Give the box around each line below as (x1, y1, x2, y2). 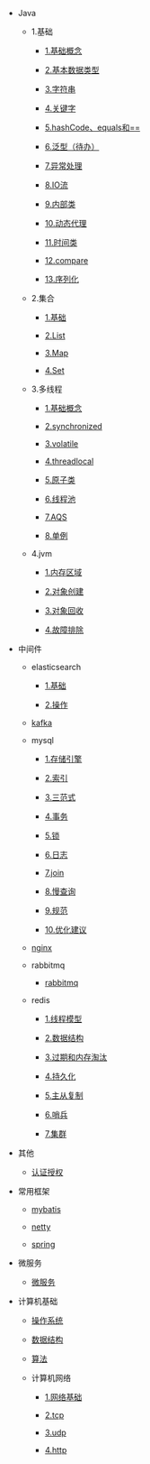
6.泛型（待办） (44, 142, 100, 152)
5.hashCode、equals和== (44, 122, 141, 133)
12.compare (44, 255, 89, 265)
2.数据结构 (44, 1033, 84, 1043)
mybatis (31, 1204, 61, 1214)
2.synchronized (44, 421, 103, 431)
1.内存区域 (44, 567, 83, 577)
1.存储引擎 (44, 753, 83, 764)
